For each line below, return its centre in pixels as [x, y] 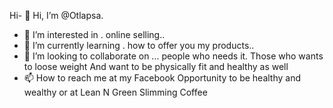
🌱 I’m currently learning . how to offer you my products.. [139, 45]
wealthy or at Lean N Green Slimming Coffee [115, 92]
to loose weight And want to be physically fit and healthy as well [156, 66]
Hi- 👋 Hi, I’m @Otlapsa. [56, 15]
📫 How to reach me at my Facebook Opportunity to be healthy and [162, 78]
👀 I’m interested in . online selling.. [94, 34]
